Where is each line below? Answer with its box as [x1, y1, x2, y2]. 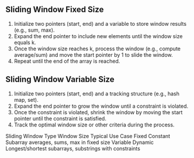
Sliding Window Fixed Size [5, 5, 104, 15]
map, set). [13, 96, 39, 103]
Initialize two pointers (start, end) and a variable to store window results [13, 20, 187, 27]
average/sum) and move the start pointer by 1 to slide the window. [13, 51, 173, 58]
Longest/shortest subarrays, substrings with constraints [5, 145, 141, 152]
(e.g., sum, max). [13, 26, 55, 33]
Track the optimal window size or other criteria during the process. [13, 121, 175, 128]
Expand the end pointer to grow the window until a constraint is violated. [13, 102, 189, 109]
